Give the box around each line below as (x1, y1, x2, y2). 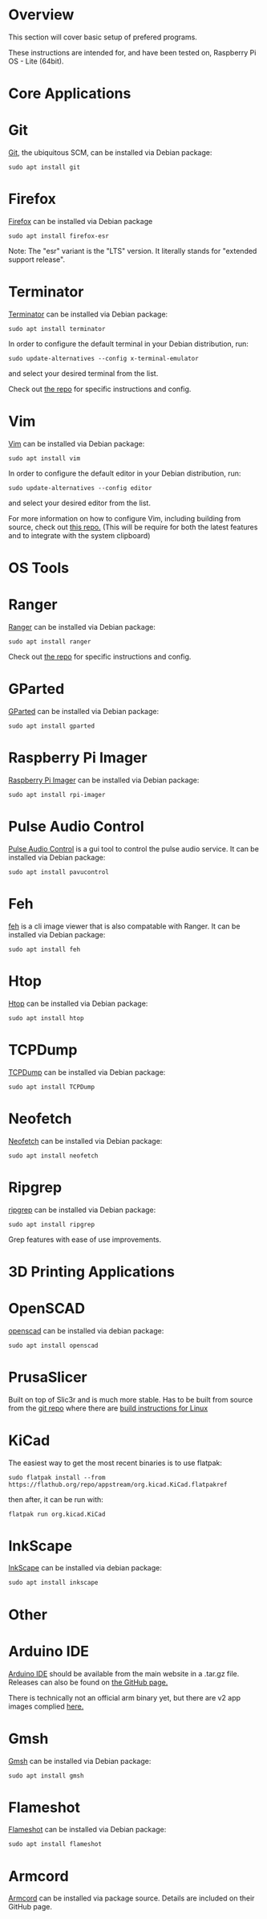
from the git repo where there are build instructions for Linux (8, 1403, 208, 1413)
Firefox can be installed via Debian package (8, 217, 153, 226)
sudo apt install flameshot (8, 1840, 103, 1848)
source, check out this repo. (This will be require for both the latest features (8, 522, 258, 532)
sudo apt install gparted (8, 721, 95, 730)
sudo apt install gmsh (8, 1771, 84, 1780)
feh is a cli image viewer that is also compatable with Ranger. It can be (8, 921, 241, 931)
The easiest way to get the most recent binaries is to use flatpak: (8, 1458, 223, 1468)
